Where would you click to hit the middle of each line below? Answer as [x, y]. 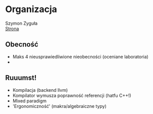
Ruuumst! [21, 78]
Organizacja [31, 9]
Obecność [22, 45]
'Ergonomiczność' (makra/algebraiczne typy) [60, 106]
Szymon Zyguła [21, 23]
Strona [12, 28]
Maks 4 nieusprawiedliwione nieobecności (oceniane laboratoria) [81, 56]
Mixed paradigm [30, 101]
